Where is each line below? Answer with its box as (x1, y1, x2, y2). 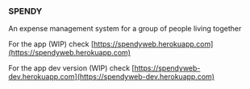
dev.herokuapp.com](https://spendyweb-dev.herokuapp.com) (8, 72, 215, 82)
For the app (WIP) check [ (8, 39, 94, 49)
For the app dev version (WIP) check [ (8, 63, 135, 73)
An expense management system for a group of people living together (8, 24, 242, 34)
